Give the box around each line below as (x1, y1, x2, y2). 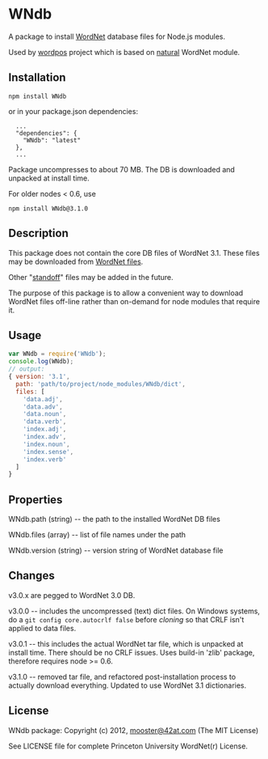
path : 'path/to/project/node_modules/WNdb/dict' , (15, 379, 186, 388)
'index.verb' (23, 455, 67, 464)
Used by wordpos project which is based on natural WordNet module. (8, 47, 241, 57)
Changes (8, 569, 55, 583)
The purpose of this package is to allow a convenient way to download (8, 288, 244, 298)
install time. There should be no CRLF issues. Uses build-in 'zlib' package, (8, 647, 255, 657)
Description (8, 227, 69, 240)
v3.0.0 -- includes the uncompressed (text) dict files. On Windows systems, (8, 606, 261, 616)
